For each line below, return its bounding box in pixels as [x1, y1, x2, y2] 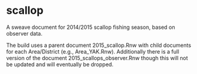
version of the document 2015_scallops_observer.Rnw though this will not [6, 54, 188, 61]
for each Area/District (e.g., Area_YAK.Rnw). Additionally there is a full [6, 48, 180, 55]
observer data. [6, 29, 43, 37]
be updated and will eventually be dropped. [6, 61, 114, 68]
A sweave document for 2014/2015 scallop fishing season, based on [6, 23, 175, 31]
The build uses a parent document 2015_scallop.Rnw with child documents [6, 42, 192, 49]
